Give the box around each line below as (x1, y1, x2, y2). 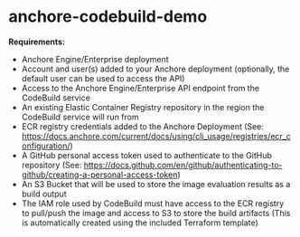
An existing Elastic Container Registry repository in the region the (21, 101, 265, 112)
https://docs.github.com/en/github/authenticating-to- (83, 159, 283, 170)
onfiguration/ (21, 140, 70, 151)
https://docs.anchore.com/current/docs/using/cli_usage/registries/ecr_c (21, 130, 291, 141)
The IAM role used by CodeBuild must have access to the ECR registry (21, 197, 285, 209)
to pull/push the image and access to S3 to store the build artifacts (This (21, 207, 291, 218)
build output (21, 188, 67, 199)
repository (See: (21, 159, 82, 170)
